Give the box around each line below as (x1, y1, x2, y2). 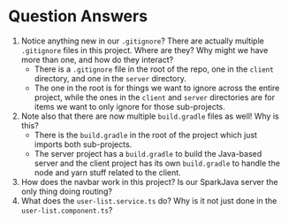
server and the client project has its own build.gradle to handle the (34, 158, 280, 168)
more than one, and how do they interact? (20, 54, 174, 65)
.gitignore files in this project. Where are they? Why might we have (20, 44, 269, 55)
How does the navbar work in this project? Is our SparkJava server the (20, 176, 278, 187)
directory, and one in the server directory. (34, 73, 186, 83)
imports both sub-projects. (34, 139, 133, 150)
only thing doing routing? (20, 186, 112, 197)
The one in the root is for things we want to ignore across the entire (34, 82, 280, 93)
